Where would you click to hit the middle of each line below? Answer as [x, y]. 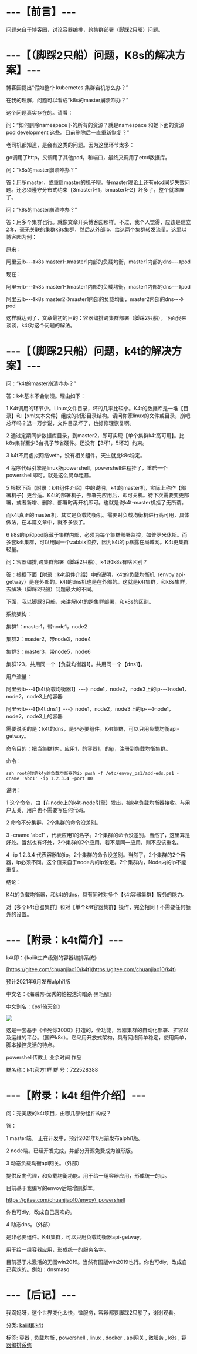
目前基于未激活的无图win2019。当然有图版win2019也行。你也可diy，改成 [94, 1262]
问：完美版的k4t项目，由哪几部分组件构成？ [59, 1113]
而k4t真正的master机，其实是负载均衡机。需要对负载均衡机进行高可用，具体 [98, 514]
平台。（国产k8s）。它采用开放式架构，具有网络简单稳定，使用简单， [108, 1037]
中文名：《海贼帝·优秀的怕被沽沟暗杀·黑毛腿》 [60, 994]
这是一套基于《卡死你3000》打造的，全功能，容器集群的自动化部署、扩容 [95, 1030]
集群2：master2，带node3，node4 [48, 639]
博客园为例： [21, 236]
